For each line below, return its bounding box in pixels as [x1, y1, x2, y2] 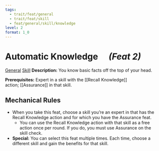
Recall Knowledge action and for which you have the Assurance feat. [12, 114, 152, 120]
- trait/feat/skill [9, 16, 50, 21]
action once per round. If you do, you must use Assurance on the [19, 125, 151, 130]
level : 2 [5, 25, 23, 30]
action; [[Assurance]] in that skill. [5, 82, 72, 88]
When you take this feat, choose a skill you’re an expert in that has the [12, 109, 155, 115]
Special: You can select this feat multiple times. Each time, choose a [12, 135, 151, 141]
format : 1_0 [5, 30, 29, 35]
